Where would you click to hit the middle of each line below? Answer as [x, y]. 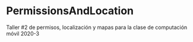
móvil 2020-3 [23, 33]
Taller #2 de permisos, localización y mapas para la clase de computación [97, 27]
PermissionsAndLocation [70, 11]
